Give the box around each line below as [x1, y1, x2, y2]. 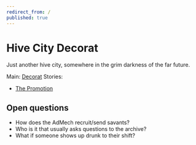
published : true [6, 15, 48, 21]
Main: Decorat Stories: [6, 73, 63, 80]
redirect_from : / [6, 9, 51, 15]
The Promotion [15, 85, 53, 92]
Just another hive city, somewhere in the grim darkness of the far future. [6, 61, 190, 69]
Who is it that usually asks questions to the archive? [15, 125, 147, 133]
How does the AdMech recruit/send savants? [15, 119, 130, 126]
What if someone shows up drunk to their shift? [15, 132, 136, 139]
